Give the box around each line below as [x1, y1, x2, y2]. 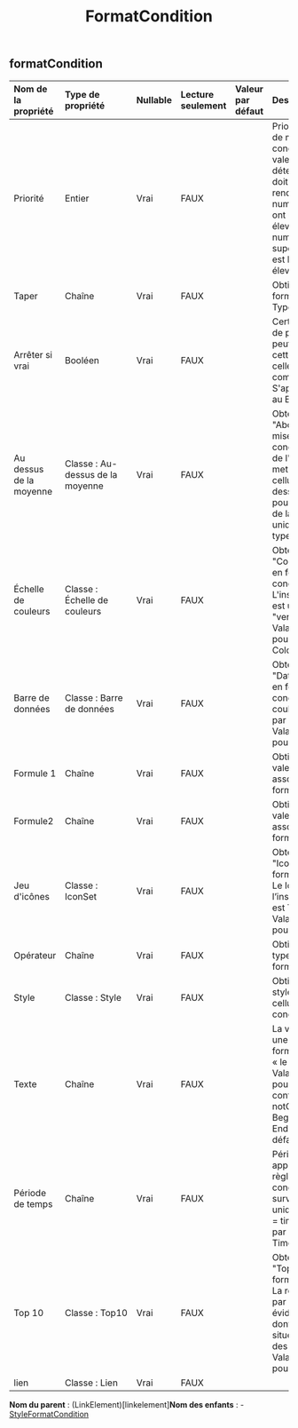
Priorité [13, 192, 44, 204]
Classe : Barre [65, 691, 123, 703]
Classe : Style [65, 991, 122, 1004]
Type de [65, 88, 100, 100]
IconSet [65, 890, 98, 902]
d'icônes [13, 890, 51, 902]
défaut [234, 105, 264, 117]
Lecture [180, 88, 215, 100]
